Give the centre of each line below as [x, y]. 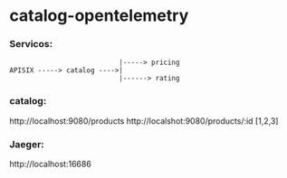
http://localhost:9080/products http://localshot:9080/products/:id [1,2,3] [144, 121]
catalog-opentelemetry [99, 16]
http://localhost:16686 [51, 164]
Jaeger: [27, 144]
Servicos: [31, 44]
